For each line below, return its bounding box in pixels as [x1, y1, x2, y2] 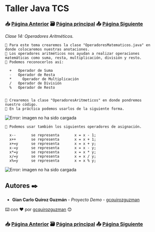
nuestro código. [5, 102, 38, 107]
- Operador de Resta [9, 72, 55, 78]
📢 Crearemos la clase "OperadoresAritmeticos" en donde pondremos [5, 98, 142, 103]
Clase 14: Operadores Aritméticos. [5, 33, 74, 39]
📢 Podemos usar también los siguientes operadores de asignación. [5, 124, 142, 129]
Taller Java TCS [5, 3, 69, 14]
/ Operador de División [9, 81, 62, 86]
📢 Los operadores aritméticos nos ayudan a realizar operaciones [5, 51, 139, 56]
